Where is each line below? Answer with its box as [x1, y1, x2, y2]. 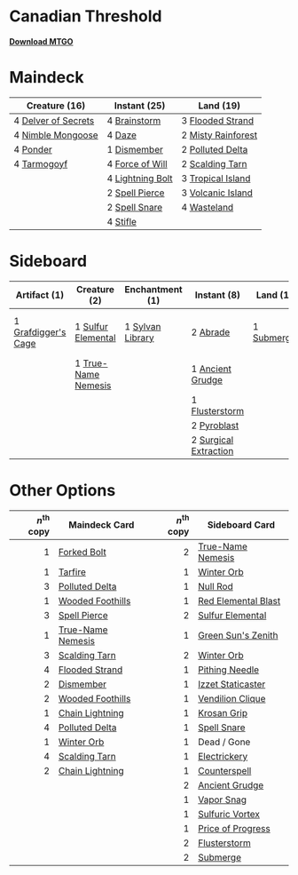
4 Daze [106, 129, 137, 141]
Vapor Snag [198, 793, 247, 806]
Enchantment [124, 282, 184, 295]
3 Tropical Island [181, 171, 251, 184]
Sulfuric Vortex [198, 807, 260, 820]
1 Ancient [191, 362, 232, 375]
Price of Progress [198, 822, 271, 834]
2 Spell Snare [106, 201, 163, 213]
